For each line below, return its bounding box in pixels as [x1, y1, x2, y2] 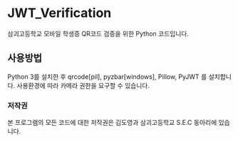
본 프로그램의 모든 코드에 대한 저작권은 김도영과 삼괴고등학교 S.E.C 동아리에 [7, 119, 217, 127]
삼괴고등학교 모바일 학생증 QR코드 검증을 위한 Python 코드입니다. [7, 29, 189, 38]
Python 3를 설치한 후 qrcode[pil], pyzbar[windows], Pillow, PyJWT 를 [7, 72, 207, 81]
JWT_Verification [7, 5, 112, 21]
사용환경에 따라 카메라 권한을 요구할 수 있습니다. [16, 81, 150, 89]
